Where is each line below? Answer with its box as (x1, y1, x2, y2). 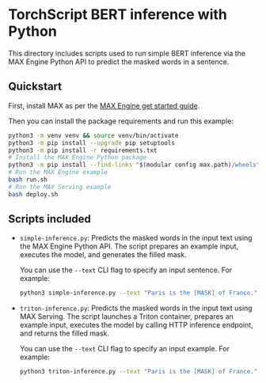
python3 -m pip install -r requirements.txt (8, 146, 158, 154)
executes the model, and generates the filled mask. (19, 250, 188, 260)
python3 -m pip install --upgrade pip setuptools (8, 138, 176, 147)
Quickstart (8, 80, 63, 93)
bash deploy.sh (8, 190, 59, 199)
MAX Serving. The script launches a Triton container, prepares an (19, 312, 234, 321)
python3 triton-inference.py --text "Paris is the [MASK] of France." (19, 368, 258, 376)
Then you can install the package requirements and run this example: (8, 116, 234, 126)
